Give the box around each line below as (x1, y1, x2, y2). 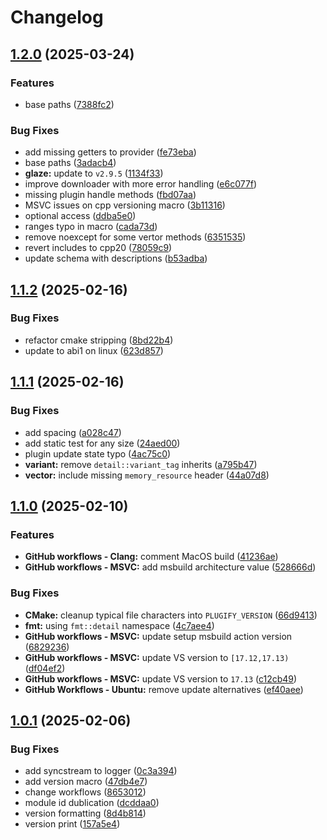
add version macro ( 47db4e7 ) (24, 776, 148, 788)
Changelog (10, 6, 104, 29)
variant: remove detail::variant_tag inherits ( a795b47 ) (24, 458, 258, 470)
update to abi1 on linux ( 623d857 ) (24, 344, 164, 356)
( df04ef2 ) (24, 662, 66, 674)
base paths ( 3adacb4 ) (24, 157, 117, 169)
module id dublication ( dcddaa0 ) (24, 797, 160, 809)
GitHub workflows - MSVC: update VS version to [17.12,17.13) (24, 651, 290, 663)
